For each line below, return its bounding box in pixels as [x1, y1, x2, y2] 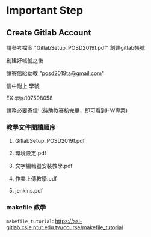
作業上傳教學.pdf [14, 175, 57, 182]
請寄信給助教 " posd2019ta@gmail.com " [6, 70, 105, 77]
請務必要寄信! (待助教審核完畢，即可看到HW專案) [6, 107, 128, 114]
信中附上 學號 [6, 82, 40, 89]
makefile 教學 [6, 203, 46, 212]
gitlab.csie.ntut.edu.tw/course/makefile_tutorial [6, 223, 123, 231]
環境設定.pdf [14, 149, 47, 157]
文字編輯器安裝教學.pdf [14, 163, 73, 170]
